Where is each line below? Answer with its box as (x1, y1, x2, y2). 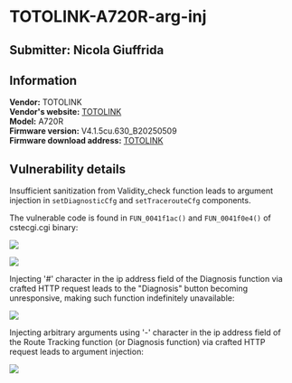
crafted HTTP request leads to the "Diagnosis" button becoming (9, 283, 249, 294)
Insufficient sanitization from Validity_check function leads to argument (9, 185, 274, 196)
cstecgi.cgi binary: (9, 222, 79, 233)
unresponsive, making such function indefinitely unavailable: (9, 293, 235, 304)
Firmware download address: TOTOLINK (9, 135, 164, 146)
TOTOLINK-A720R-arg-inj (9, 6, 207, 27)
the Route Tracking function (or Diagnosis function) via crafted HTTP (9, 337, 266, 348)
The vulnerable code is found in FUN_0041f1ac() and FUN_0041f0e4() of (9, 212, 271, 223)
